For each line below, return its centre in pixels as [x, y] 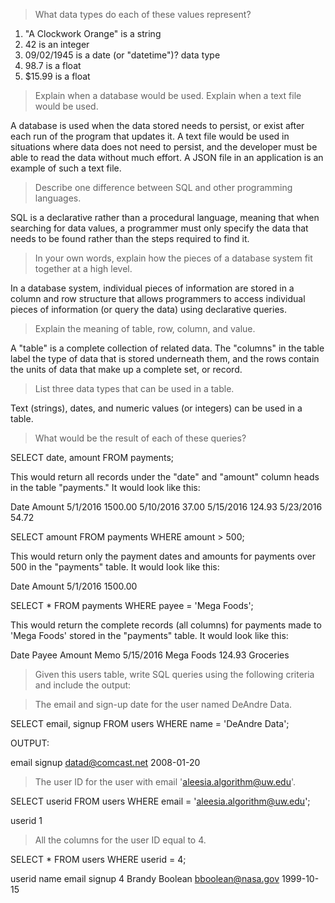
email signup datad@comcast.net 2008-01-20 [105, 762]
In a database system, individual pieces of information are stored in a [152, 288]
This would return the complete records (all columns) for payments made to [166, 625]
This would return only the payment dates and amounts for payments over [163, 556]
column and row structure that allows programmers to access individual [158, 298]
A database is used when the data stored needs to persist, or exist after [157, 125]
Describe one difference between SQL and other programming [163, 187]
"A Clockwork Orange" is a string [93, 33]
